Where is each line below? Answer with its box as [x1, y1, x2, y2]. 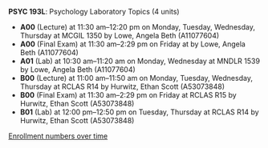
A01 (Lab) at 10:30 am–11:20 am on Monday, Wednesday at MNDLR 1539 [19, 56, 261, 66]
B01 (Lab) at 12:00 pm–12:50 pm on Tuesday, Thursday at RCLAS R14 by [19, 107, 259, 117]
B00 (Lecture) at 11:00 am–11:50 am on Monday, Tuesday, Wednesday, [19, 74, 253, 82]
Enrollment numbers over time [8, 131, 108, 141]
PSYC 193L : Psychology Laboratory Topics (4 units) [8, 7, 180, 16]
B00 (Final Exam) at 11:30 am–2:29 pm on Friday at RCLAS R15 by [19, 90, 237, 99]
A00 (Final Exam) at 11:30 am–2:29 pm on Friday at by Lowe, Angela [19, 39, 246, 49]
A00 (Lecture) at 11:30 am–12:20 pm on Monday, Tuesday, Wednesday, [19, 22, 255, 31]
